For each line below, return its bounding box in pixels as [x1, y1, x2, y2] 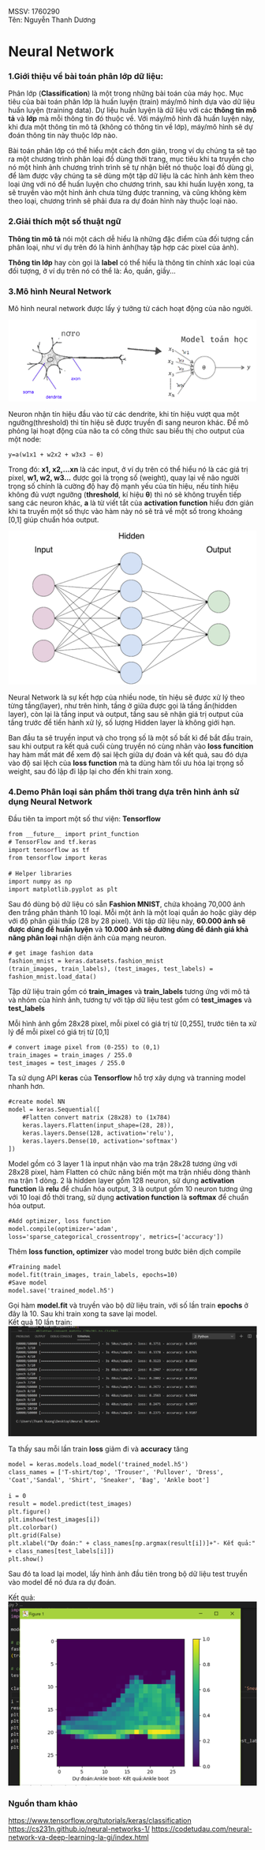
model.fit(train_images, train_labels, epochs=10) [8, 1271, 178, 1279]
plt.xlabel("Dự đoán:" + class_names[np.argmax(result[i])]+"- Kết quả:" [8, 1540, 256, 1548]
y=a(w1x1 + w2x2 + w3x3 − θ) [8, 451, 104, 459]
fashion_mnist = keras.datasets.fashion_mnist [8, 957, 164, 966]
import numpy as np [8, 878, 73, 886]
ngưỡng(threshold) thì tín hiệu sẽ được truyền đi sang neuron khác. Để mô [8, 418, 249, 427]
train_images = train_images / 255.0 [8, 1052, 132, 1060]
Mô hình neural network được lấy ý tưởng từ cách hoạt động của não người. [8, 304, 253, 313]
